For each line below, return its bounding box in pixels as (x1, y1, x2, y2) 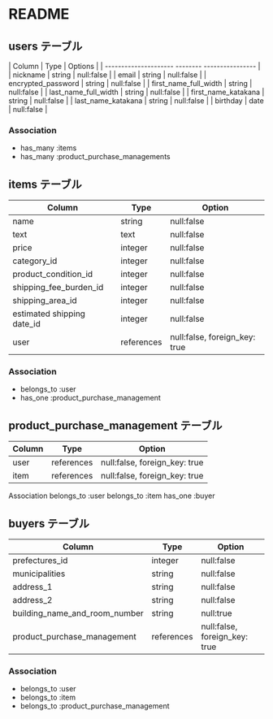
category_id (12, 255, 58, 266)
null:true (201, 608, 233, 619)
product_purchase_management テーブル (8, 418, 223, 432)
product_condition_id (12, 269, 93, 280)
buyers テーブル (8, 517, 90, 531)
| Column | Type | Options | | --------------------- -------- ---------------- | (8, 62, 261, 71)
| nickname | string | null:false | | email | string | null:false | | (8, 70, 207, 80)
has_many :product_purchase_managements (19, 152, 171, 162)
